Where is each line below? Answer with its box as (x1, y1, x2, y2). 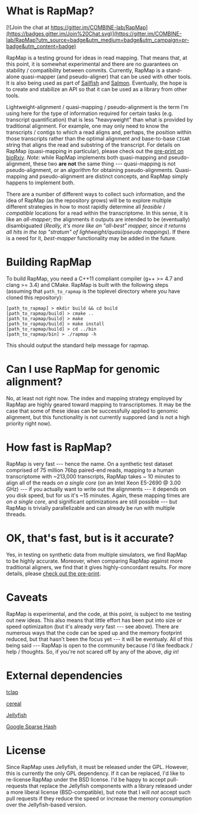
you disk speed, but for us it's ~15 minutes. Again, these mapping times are (6, 491, 190, 499)
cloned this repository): (6, 293, 63, 301)
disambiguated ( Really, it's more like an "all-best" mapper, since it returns (6, 222, 187, 229)
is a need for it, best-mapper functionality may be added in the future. (6, 234, 176, 241)
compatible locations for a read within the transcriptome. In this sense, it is (6, 209, 188, 216)
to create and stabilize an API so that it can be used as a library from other (6, 85, 188, 92)
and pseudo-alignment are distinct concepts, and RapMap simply (28, 173, 188, 180)
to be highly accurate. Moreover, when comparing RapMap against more (6, 557, 183, 564)
